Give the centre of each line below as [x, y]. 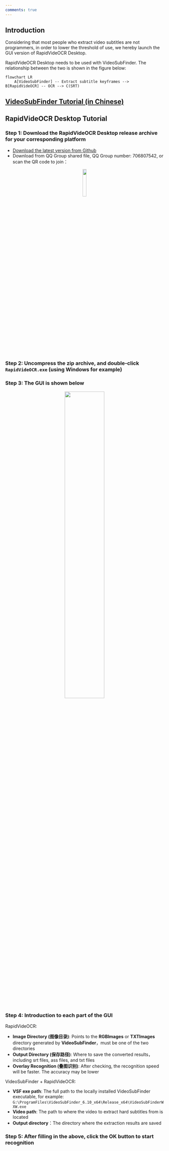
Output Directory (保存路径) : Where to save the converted [73, 1054]
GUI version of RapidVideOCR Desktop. [46, 53]
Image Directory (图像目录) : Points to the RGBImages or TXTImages [83, 1037]
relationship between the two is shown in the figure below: [66, 68]
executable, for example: [38, 1097]
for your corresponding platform [46, 139]
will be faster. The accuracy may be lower [56, 1072]
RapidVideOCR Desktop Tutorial [56, 119]
